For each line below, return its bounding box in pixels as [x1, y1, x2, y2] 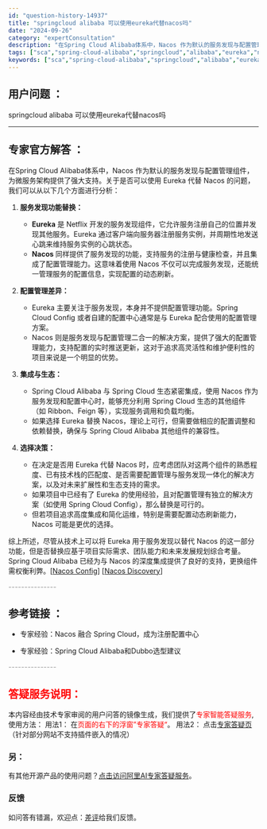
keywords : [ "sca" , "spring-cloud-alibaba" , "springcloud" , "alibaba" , [8, 56, 237, 64]
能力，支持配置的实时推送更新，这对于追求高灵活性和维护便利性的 [38, 343, 255, 352]
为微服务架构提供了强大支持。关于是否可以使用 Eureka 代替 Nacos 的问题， [8, 176, 255, 185]
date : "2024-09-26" [8, 26, 73, 34]
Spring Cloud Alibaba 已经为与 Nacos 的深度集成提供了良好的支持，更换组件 [8, 556, 258, 565]
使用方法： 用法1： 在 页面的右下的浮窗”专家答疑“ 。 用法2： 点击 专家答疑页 [8, 720, 253, 730]
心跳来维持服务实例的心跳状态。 [31, 239, 137, 249]
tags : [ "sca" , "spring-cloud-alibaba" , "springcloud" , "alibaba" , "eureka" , [8, 48, 254, 56]
